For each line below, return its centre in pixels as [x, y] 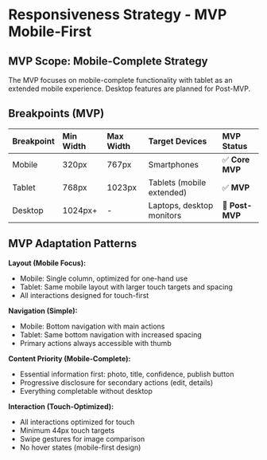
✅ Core [236, 159]
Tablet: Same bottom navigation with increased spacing [111, 334]
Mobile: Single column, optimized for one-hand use [104, 278]
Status [235, 146]
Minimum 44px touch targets [67, 430]
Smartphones [173, 164]
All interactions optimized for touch [77, 422]
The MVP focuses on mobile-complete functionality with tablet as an [120, 80]
